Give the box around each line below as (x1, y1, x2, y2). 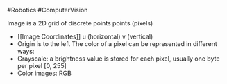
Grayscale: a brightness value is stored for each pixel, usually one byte (17, 54, 220, 63)
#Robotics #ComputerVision (7, 6, 88, 14)
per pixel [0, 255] (17, 62, 67, 70)
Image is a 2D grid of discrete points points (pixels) (7, 19, 153, 27)
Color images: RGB (17, 69, 72, 77)
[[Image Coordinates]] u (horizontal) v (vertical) (17, 32, 153, 41)
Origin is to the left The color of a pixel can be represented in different (17, 40, 217, 48)
